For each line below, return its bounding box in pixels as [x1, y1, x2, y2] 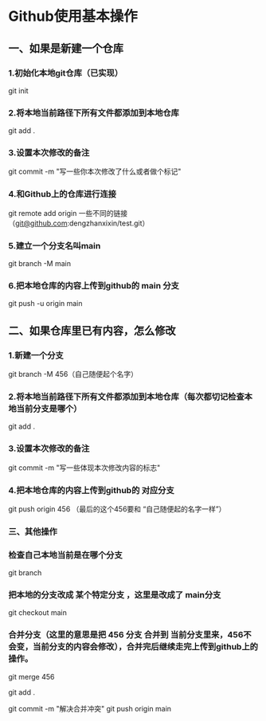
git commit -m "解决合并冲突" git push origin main [8, 703, 172, 713]
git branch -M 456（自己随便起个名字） [8, 370, 138, 379]
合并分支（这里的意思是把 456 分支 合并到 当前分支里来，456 [8, 629, 244, 641]
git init [8, 85, 29, 96]
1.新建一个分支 [8, 350, 64, 361]
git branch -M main [8, 259, 72, 268]
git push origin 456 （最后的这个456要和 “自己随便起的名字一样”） [8, 504, 226, 514]
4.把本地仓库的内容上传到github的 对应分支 [8, 484, 175, 496]
